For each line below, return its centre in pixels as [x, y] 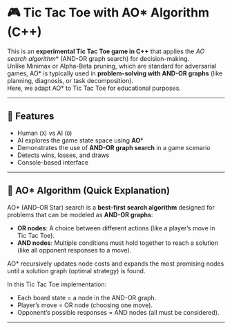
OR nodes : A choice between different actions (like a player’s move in [116, 228]
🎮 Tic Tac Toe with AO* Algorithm [108, 13]
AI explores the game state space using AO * [80, 140]
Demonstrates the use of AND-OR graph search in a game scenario [114, 147]
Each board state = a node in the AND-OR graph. [87, 297]
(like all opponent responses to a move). [74, 250]
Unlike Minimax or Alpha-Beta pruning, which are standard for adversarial [112, 66]
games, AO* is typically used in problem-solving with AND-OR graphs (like [115, 73]
